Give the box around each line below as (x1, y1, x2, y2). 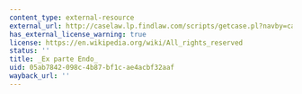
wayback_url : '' (9, 72, 70, 81)
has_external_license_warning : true (9, 30, 147, 38)
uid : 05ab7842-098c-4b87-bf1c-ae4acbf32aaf (9, 64, 175, 73)
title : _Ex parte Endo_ (9, 55, 99, 64)
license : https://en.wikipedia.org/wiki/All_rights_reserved (9, 38, 244, 47)
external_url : (9, 21, 63, 30)
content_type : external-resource (9, 13, 135, 22)
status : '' (9, 47, 50, 56)
